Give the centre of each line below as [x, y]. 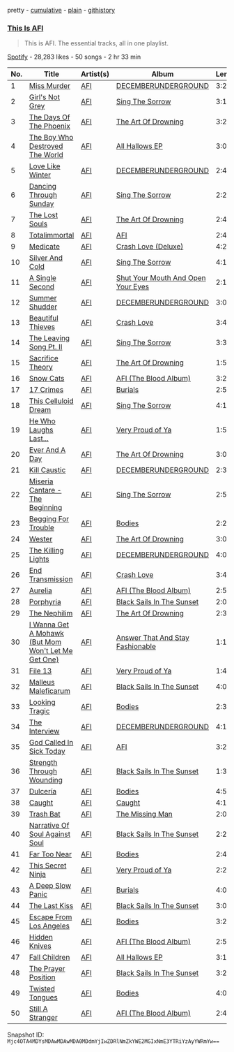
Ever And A [47, 450]
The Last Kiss [51, 906]
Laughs [41, 430]
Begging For [49, 519]
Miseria [41, 481]
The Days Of [49, 117]
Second [41, 287]
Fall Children [49, 958]
